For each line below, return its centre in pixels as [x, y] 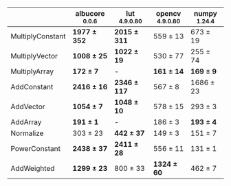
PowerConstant [35, 149]
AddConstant [32, 87]
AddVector [28, 107]
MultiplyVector [34, 56]
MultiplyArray [32, 71]
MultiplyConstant [38, 36]
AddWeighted [33, 168]
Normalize [27, 133]
